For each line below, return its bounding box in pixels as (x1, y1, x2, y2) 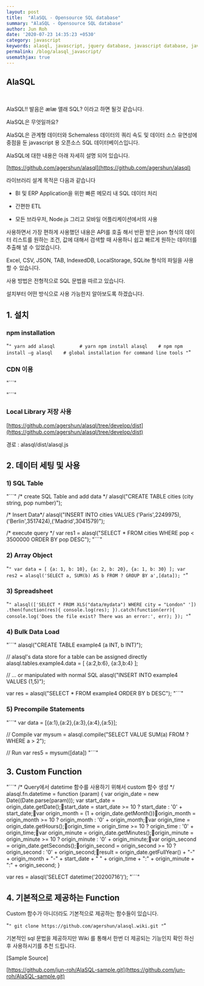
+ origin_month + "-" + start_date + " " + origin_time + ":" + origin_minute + (6, 855, 195, 862)
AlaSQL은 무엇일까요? (6, 118, 59, 126)
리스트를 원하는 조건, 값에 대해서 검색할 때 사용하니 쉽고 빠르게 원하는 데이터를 (12, 236, 197, 244)
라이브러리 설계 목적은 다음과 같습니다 (6, 177, 96, 184)
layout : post (6, 9, 39, 15)
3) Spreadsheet (6, 586, 53, 595)
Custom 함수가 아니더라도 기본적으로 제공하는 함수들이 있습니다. (6, 910, 159, 917)
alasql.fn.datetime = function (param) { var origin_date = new (6, 790, 159, 798)
